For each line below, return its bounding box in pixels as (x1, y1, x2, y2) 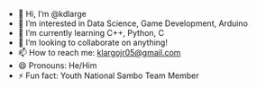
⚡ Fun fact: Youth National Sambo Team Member (17, 70, 200, 81)
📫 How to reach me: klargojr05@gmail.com (17, 48, 181, 57)
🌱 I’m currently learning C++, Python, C (17, 28, 165, 38)
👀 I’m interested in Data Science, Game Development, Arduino (17, 18, 248, 29)
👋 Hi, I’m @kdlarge (17, 9, 87, 19)
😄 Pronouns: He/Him (17, 60, 97, 71)
